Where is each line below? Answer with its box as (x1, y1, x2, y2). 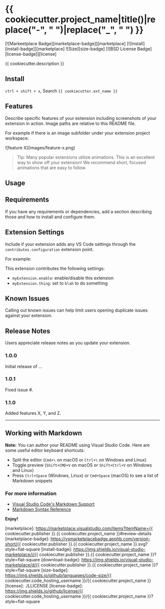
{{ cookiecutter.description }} (5, 60, 64, 66)
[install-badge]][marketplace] (5, 46, 65, 52)
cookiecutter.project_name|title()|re (5, 14, 156, 25)
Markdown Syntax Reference (12, 506, 71, 512)
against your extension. (5, 313, 53, 319)
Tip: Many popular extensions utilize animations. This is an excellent (17, 154, 155, 160)
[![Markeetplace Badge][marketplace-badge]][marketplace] (5, 40, 126, 46)
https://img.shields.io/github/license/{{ (5, 588, 83, 594)
